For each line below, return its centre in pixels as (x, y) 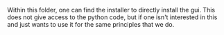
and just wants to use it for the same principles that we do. (91, 24)
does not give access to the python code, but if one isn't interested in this (112, 17)
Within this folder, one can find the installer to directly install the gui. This (111, 10)
